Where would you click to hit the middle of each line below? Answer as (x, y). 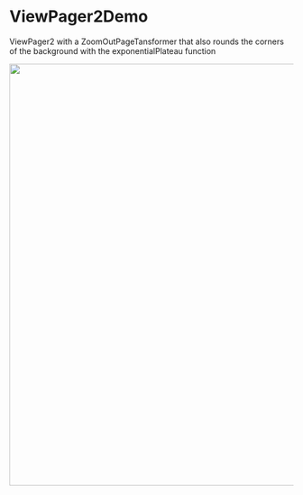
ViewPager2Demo (79, 17)
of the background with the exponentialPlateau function (113, 50)
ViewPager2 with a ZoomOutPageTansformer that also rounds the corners (147, 41)
